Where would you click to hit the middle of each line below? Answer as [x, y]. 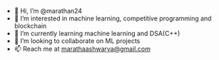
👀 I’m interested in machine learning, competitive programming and [113, 18]
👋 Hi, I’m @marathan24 [48, 11]
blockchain [30, 26]
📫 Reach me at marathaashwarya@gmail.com [82, 49]
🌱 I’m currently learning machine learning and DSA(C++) [97, 33]
